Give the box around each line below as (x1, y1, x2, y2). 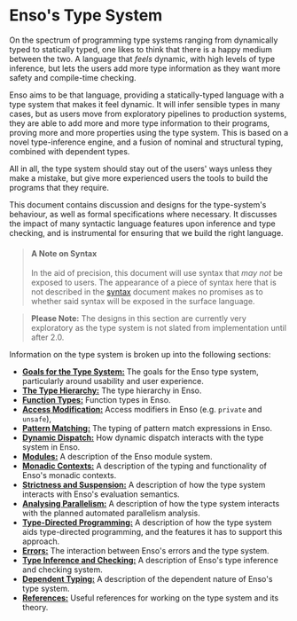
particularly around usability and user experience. (21, 376, 204, 387)
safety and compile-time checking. (9, 72, 137, 83)
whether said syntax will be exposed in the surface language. (30, 296, 255, 307)
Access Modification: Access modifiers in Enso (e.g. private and (21, 405, 262, 415)
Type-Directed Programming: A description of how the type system (21, 517, 272, 528)
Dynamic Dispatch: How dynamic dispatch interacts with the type (21, 432, 264, 444)
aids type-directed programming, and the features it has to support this (21, 527, 283, 538)
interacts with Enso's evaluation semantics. (21, 489, 180, 499)
